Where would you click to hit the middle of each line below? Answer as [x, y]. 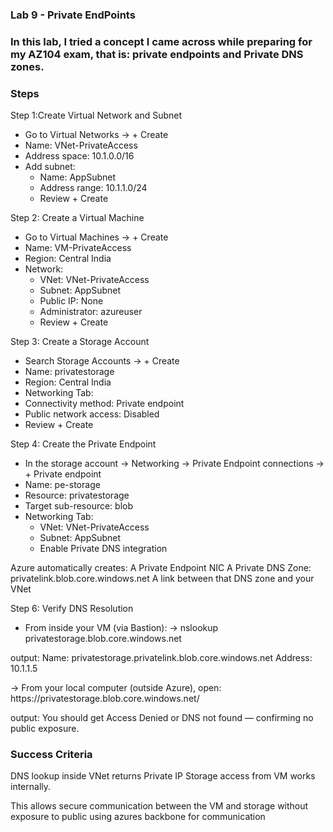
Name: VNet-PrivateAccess [81, 145]
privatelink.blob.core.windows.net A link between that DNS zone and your [162, 579]
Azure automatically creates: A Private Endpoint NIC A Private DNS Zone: [161, 568]
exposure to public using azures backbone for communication [138, 817]
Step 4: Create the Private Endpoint [83, 444]
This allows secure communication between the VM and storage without [159, 806]
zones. [27, 66]
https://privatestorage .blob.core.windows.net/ [105, 699]
